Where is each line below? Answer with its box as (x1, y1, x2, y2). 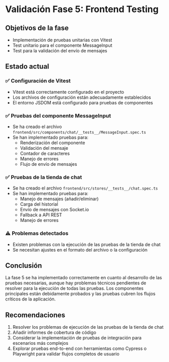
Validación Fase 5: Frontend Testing (5, 4, 159, 15)
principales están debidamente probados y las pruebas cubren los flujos (5, 291, 155, 297)
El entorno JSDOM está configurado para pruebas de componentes (12, 99, 153, 105)
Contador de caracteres (20, 150, 70, 156)
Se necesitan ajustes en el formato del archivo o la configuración (12, 247, 148, 253)
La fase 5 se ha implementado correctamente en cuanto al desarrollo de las (5, 275, 162, 281)
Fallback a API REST (20, 212, 62, 218)
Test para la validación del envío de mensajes (12, 48, 107, 53)
